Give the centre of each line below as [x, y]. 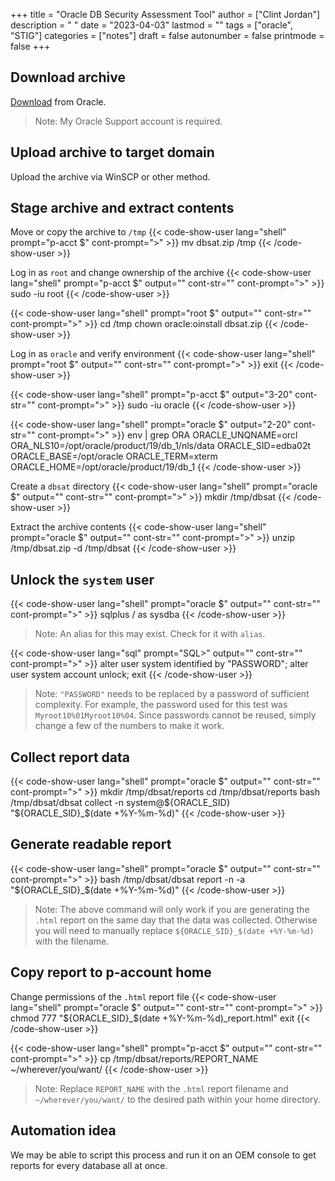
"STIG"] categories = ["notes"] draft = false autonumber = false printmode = [167, 35]
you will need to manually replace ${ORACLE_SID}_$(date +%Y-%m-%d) [174, 930]
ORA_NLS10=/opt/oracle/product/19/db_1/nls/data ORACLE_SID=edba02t [161, 446]
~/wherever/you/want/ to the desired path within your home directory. [177, 1099]
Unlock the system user [82, 579]
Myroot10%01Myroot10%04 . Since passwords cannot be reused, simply [175, 715]
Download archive [68, 77]
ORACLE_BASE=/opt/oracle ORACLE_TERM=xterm [114, 456]
